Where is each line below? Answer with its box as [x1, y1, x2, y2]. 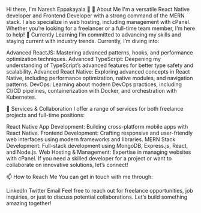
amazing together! [6, 200, 52, 206]
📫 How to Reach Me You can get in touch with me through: [6, 174, 153, 180]
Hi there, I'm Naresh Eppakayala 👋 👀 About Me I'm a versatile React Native [6, 6, 190, 13]
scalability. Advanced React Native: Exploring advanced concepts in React [6, 68, 190, 75]
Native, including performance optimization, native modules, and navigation [6, 75, 193, 81]
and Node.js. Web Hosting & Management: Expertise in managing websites [6, 148, 191, 156]
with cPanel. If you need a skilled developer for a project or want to [6, 155, 172, 162]
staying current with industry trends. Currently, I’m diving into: [6, 38, 160, 44]
